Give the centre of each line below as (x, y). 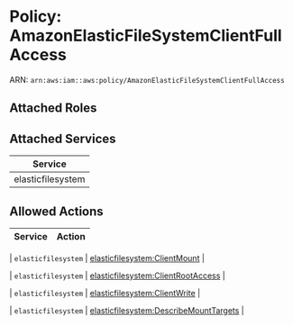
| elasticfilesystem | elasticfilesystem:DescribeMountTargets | (127, 310)
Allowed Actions (56, 211)
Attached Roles (53, 108)
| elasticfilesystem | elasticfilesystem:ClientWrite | (105, 293)
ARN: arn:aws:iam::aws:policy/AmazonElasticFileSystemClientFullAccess (147, 79)
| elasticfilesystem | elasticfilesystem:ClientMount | (107, 257)
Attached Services (63, 138)
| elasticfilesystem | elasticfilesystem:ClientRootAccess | (117, 275)
